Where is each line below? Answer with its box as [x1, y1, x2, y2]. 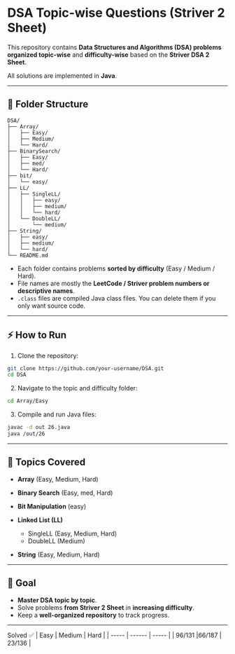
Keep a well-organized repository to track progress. [17, 611, 170, 619]
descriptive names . [17, 286, 75, 295]
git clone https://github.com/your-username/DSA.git [7, 365, 164, 372]
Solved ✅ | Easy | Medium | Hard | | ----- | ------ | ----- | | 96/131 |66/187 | [7, 631, 222, 639]
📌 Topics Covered [7, 456, 86, 468]
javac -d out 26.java [7, 424, 71, 431]
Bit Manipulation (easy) [17, 502, 87, 510]
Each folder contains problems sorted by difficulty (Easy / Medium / [17, 264, 215, 273]
